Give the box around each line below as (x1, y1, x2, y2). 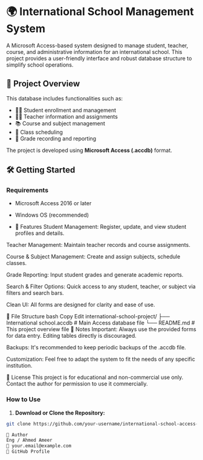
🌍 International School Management (6, 5, 195, 19)
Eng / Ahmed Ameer (6, 437, 53, 444)
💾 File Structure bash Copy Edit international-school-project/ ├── (6, 313, 170, 320)
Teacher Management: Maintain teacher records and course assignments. (6, 241, 190, 249)
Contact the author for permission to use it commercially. (6, 380, 148, 387)
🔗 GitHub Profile (6, 448, 50, 455)
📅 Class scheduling (14, 128, 63, 136)
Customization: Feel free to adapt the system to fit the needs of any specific (6, 355, 195, 363)
